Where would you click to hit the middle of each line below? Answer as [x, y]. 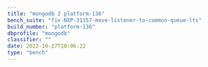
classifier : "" [29, 40]
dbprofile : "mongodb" [39, 33]
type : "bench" [28, 53]
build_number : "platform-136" [51, 27]
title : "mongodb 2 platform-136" [56, 14]
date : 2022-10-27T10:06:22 [47, 46]
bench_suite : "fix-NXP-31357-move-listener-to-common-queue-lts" [104, 20]
